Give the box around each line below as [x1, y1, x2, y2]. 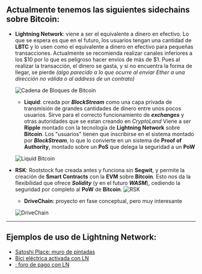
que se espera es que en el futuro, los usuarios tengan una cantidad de [14, 36, 192, 44]
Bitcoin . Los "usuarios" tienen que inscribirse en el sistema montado [23, 130, 194, 137]
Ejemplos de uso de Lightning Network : [6, 232, 157, 243]
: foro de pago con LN [14, 261, 70, 268]
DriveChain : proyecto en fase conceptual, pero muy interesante [23, 197, 182, 204]
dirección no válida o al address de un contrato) [14, 75, 135, 82]
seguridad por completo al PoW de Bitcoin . [14, 185, 123, 193]
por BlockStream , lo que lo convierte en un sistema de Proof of [23, 137, 182, 144]
